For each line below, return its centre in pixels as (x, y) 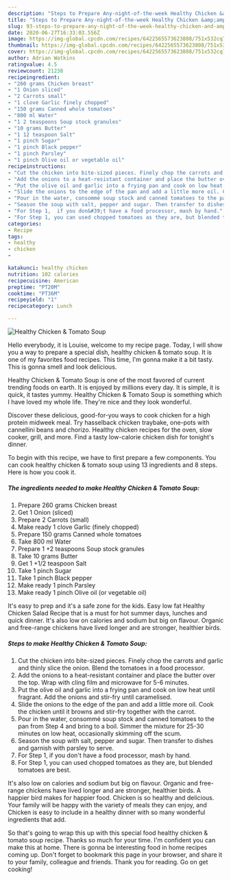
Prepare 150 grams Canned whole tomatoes (80, 534)
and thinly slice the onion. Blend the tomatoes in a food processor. (111, 668)
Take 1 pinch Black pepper (55, 578)
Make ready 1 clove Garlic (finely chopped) (78, 527)
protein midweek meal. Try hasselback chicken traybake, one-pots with (109, 423)
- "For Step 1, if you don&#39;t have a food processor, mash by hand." (115, 211)
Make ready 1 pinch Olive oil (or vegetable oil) (82, 592)
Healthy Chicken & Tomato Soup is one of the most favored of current (106, 380)
